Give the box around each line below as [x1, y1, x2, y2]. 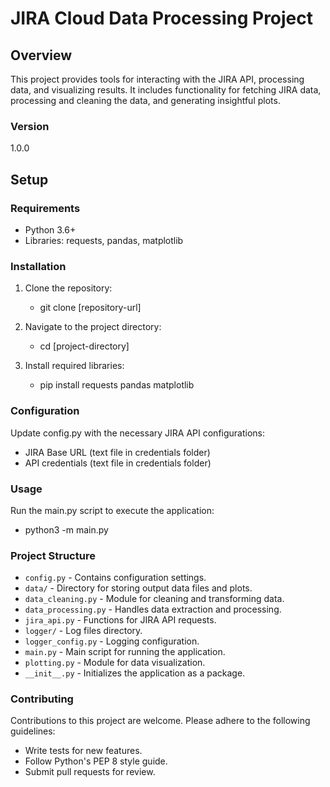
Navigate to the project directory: [24, 321, 162, 333]
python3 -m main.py [24, 523, 109, 536]
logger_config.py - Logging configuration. [24, 635, 200, 647]
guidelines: [10, 725, 56, 737]
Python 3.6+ [24, 223, 77, 236]
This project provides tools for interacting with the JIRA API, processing [10, 73, 305, 85]
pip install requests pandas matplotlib [39, 379, 195, 391]
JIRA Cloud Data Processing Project [10, 7, 314, 30]
